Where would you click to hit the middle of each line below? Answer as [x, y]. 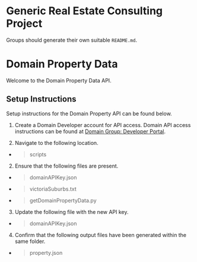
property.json [46, 252]
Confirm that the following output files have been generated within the [101, 235]
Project [24, 23]
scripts [38, 154]
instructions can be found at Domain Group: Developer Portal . [90, 131]
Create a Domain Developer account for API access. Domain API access [103, 125]
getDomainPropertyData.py [63, 200]
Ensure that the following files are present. [66, 166]
